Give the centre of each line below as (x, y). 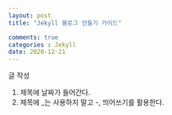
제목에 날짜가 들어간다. (55, 93)
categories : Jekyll (43, 44)
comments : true (33, 37)
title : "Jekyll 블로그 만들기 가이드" (65, 23)
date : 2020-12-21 (37, 52)
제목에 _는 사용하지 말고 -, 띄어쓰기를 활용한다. (92, 102)
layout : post (30, 15)
